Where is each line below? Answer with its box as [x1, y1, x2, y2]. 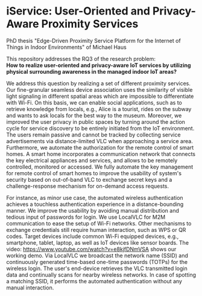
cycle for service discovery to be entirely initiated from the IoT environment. [6, 124, 195, 132]
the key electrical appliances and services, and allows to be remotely [6, 156, 178, 164]
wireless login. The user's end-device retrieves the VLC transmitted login [6, 265, 188, 272]
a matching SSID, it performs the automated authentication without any [6, 277, 183, 285]
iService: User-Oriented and [6, 4, 151, 18]
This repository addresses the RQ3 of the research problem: [6, 55, 156, 62]
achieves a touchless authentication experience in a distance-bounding [6, 201, 184, 208]
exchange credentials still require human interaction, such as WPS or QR [6, 226, 186, 233]
